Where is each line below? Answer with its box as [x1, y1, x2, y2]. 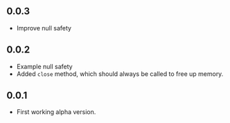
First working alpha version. [16, 108, 96, 116]
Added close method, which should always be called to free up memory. [16, 69, 224, 78]
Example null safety [16, 62, 73, 70]
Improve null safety [16, 23, 72, 32]
